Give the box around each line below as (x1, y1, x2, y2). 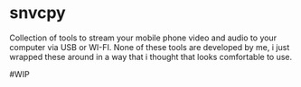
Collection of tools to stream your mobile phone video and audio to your (9, 32, 277, 43)
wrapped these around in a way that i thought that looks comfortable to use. (9, 51, 293, 62)
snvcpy (9, 3, 66, 23)
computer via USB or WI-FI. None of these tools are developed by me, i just (9, 41, 290, 52)
